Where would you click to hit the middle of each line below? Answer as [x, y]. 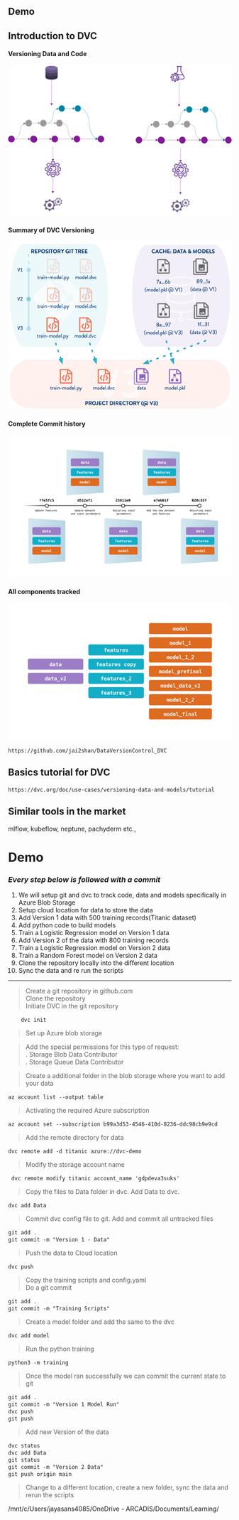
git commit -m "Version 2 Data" [56, 1467]
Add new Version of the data [67, 1432]
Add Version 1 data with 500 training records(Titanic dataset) [107, 918]
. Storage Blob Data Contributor [71, 1055]
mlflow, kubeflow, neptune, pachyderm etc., [72, 829]
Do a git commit [49, 1288]
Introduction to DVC [53, 36]
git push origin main [40, 1475]
